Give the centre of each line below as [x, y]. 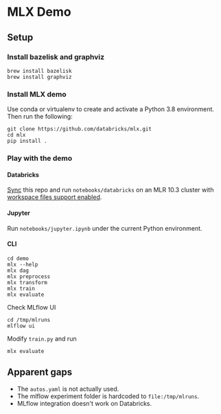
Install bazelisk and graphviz [56, 57]
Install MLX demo [37, 94]
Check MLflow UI [32, 307]
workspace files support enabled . [55, 197]
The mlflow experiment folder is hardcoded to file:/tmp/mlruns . [108, 396]
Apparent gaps [40, 372]
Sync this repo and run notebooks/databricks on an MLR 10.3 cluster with [110, 190]
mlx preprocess [29, 276]
